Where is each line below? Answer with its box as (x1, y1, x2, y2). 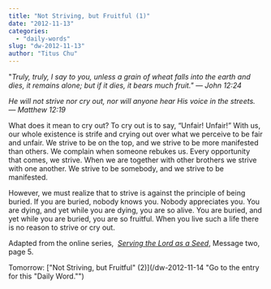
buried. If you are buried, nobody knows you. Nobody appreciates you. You (8, 196, 260, 206)
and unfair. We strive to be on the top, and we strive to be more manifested (8, 138, 259, 147)
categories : (8, 27, 49, 35)
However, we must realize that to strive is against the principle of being (8, 188, 246, 197)
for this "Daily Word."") (8, 271, 85, 281)
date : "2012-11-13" (8, 19, 75, 28)
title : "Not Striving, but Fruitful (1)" (8, 11, 151, 20)
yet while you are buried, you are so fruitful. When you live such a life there (8, 214, 260, 223)
